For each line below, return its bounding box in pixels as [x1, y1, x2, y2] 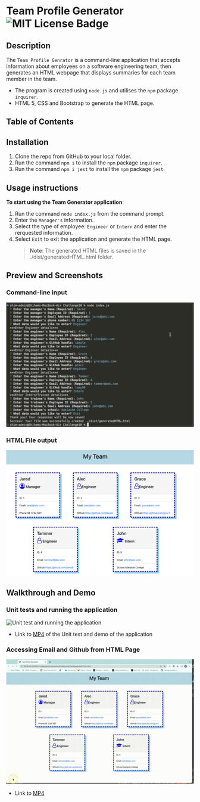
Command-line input [6, 288, 67, 297]
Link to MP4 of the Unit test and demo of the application [14, 630, 153, 638]
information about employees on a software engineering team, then [6, 63, 171, 70]
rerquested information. [14, 229, 73, 237]
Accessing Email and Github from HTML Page [6, 645, 140, 654]
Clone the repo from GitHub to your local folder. [14, 153, 132, 160]
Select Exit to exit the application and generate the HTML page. [14, 235, 172, 243]
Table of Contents [6, 117, 74, 127]
